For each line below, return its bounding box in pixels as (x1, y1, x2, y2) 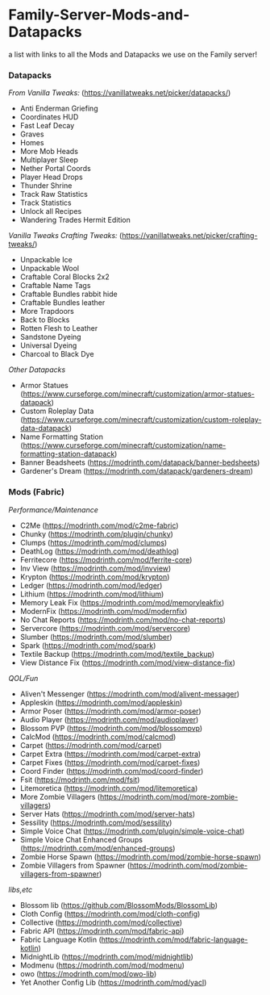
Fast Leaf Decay (19, 121, 75, 131)
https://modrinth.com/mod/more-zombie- (99, 792, 239, 801)
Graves (19, 129, 44, 139)
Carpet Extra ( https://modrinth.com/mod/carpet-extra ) (19, 749, 201, 759)
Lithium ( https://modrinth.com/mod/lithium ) (19, 589, 164, 599)
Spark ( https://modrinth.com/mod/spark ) (19, 640, 156, 650)
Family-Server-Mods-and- (8, 6, 190, 24)
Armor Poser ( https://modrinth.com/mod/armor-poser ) (19, 706, 201, 716)
